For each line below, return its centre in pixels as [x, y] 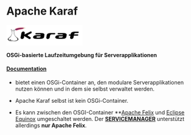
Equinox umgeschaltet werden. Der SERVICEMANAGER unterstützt [100, 119]
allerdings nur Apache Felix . [51, 125]
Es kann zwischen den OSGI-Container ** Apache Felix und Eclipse [100, 112]
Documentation [27, 69]
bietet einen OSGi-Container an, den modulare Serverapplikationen [99, 82]
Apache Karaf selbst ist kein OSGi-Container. [72, 100]
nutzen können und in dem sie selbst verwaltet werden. [85, 89]
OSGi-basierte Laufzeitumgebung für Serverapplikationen [82, 55]
